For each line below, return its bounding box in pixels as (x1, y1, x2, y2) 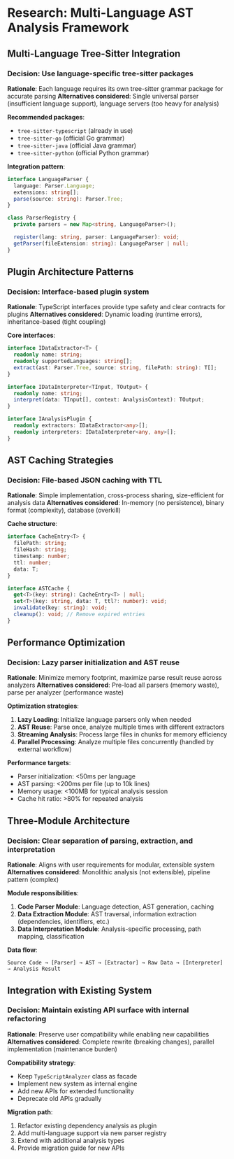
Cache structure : (7, 520, 58, 528)
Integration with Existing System (7, 984, 152, 996)
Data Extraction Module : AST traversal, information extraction (17, 910, 197, 918)
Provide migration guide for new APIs (17, 1144, 125, 1152)
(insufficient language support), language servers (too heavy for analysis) (7, 99, 219, 108)
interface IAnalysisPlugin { (7, 415, 92, 422)
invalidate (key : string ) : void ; (13, 604, 108, 611)
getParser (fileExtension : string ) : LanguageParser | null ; (13, 240, 189, 247)
